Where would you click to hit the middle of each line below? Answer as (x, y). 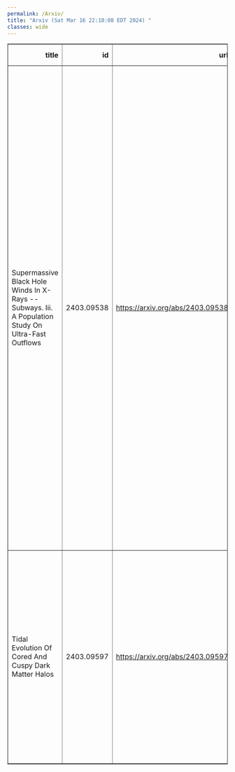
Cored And (29, 657)
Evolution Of (32, 648)
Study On (27, 325)
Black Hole (29, 282)
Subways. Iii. (32, 308)
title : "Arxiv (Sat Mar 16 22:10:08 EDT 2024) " (79, 20)
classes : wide (28, 27)
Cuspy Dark (31, 666)
